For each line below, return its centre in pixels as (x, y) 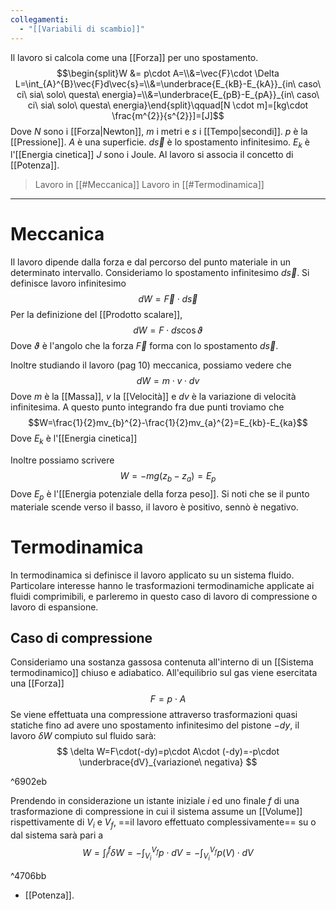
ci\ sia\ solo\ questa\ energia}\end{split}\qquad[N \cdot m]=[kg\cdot (168, 105)
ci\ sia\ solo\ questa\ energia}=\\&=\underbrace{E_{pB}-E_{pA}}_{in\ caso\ (168, 94)
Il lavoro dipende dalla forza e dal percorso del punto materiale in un (151, 262)
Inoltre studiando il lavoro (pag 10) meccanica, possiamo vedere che (151, 365)
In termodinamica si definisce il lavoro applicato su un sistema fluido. (152, 575)
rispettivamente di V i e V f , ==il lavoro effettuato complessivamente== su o (163, 823)
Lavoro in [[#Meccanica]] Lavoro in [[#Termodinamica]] (149, 185)
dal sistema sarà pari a (57, 835)
